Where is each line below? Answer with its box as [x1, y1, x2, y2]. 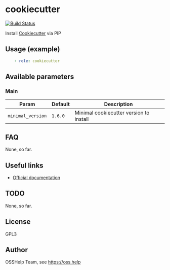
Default [51, 100, 70, 108]
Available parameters [5, 73, 74, 81]
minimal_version [8, 113, 47, 119]
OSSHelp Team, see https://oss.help [5, 259, 81, 265]
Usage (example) [5, 45, 60, 54]
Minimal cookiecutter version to [74, 109, 150, 116]
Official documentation [12, 174, 61, 181]
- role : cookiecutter [14, 58, 60, 63]
